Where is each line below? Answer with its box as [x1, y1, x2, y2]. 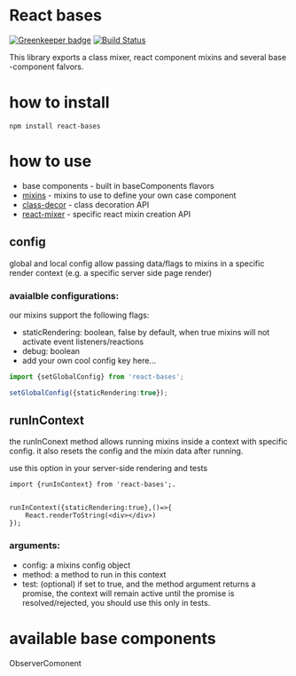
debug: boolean [21, 345, 81, 356]
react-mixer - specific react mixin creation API [21, 208, 191, 219]
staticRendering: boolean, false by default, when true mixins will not [21, 326, 270, 337]
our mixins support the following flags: [9, 310, 150, 320]
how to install [9, 92, 110, 113]
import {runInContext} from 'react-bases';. [9, 480, 176, 489]
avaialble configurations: [9, 289, 120, 302]
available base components [9, 628, 216, 648]
